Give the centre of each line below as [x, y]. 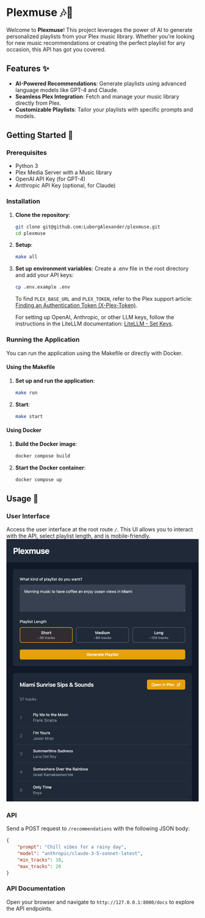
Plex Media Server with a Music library [63, 173]
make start [29, 416]
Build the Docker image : [46, 444]
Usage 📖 [22, 499]
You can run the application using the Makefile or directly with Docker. [95, 353]
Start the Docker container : [50, 468]
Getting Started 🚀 [40, 135]
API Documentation [36, 889]
